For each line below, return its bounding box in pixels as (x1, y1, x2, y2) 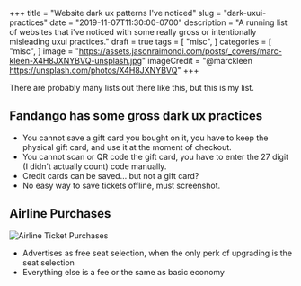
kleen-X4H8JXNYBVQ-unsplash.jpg (9, 56, 142, 66)
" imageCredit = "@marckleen (141, 56, 253, 66)
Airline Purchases (9, 206, 111, 221)
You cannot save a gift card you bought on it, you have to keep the (22, 132, 269, 143)
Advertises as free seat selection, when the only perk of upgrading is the (22, 247, 293, 258)
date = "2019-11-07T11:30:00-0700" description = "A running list (49, 17, 288, 28)
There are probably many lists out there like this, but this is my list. (9, 83, 254, 93)
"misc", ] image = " (9, 46, 79, 57)
